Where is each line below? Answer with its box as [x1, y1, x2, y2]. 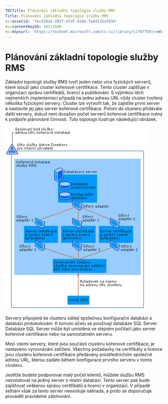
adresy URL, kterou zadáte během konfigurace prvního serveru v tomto [5, 357, 152, 363]
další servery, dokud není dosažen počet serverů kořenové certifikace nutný [5, 111, 163, 117]
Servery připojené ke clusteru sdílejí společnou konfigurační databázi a [5, 315, 152, 321]
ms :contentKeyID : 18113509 [5, 24, 62, 29]
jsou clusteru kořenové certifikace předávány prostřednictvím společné [5, 352, 153, 358]
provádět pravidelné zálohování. [5, 393, 72, 399]
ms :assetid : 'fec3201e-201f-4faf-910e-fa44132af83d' [5, 19, 118, 24]
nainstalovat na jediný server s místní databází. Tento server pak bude [5, 377, 150, 383]
